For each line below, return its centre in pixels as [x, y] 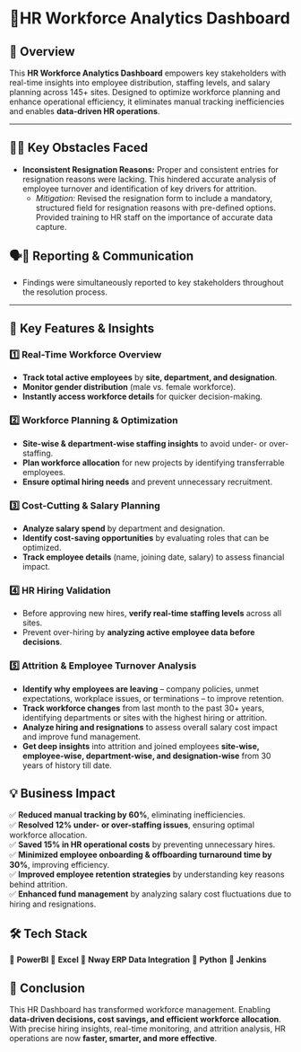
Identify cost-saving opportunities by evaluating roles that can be [146, 537]
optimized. [42, 547]
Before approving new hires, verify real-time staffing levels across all [152, 614]
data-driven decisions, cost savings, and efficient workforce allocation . [146, 1019]
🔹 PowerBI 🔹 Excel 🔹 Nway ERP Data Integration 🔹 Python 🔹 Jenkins [138, 959]
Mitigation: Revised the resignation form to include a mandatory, [154, 198]
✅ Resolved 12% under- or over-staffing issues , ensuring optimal [132, 825]
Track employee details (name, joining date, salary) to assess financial [153, 557]
